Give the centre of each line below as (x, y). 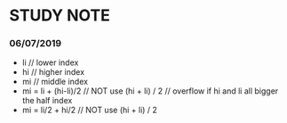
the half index (47, 101)
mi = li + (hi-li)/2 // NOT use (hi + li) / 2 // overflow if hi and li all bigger (150, 91)
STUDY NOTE (60, 16)
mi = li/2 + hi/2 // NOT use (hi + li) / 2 (90, 110)
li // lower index (50, 62)
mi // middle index (55, 82)
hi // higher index (53, 72)
